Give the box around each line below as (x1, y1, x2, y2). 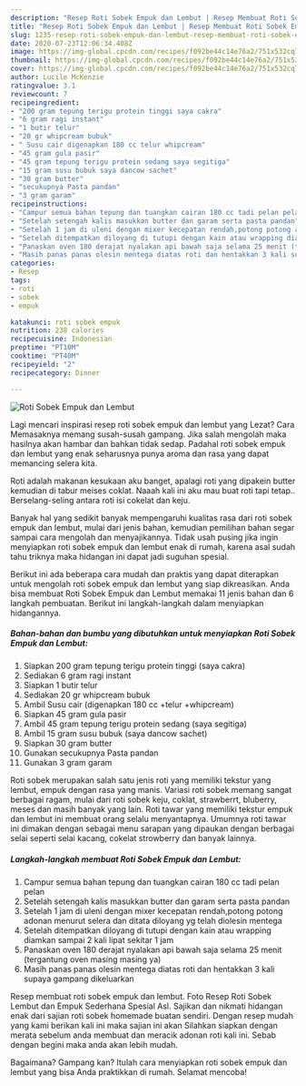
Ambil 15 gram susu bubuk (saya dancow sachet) (23, 728, 208, 739)
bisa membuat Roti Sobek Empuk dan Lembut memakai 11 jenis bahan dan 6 (10, 588, 294, 599)
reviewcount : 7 (10, 89, 68, 98)
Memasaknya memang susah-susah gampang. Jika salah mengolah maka (10, 429, 287, 440)
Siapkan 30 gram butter (23, 738, 113, 749)
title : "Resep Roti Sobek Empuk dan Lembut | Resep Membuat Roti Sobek (10, 22, 287, 31)
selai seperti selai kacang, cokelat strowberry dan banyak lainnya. (10, 833, 257, 844)
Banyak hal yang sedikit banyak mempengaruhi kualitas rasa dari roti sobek (10, 512, 293, 523)
